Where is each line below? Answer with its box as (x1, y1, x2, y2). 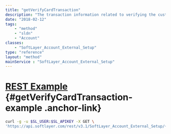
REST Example (5, 81, 68, 93)
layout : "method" (5, 54, 42, 60)
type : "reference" (5, 50, 44, 55)
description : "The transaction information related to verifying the (5, 12, 156, 17)
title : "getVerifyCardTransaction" (5, 7, 81, 13)
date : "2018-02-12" (5, 17, 47, 22)
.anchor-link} (44, 102, 102, 114)
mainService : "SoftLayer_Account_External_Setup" (5, 59, 115, 64)
